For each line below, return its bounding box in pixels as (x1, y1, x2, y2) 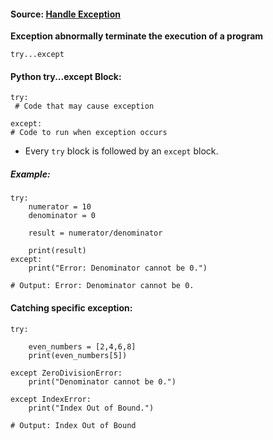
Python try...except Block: (10, 70, 122, 82)
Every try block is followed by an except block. (24, 145, 219, 157)
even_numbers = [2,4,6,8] (28, 341, 137, 352)
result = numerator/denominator (28, 228, 163, 239)
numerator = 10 (28, 202, 92, 212)
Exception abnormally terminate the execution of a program (10, 30, 264, 42)
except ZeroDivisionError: (10, 368, 123, 378)
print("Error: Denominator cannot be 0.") (28, 263, 208, 274)
